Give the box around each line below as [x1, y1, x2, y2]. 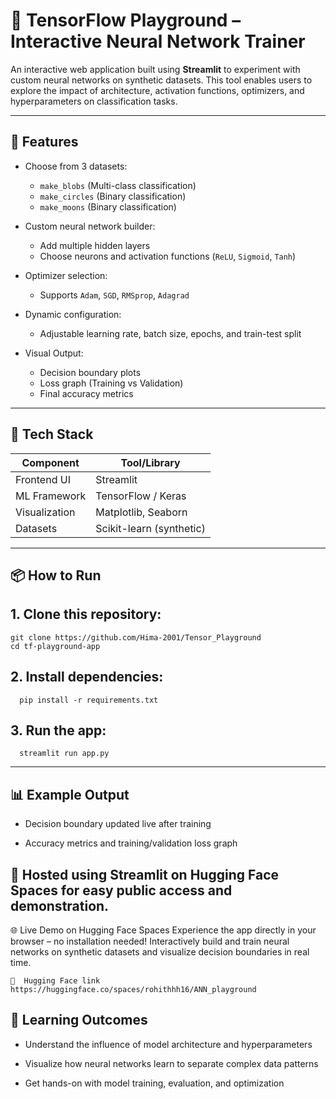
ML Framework [15, 489, 87, 503]
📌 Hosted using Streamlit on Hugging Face [10, 866, 279, 883]
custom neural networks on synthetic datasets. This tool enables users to [10, 74, 313, 86]
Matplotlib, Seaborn [95, 505, 188, 519]
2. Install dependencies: [10, 669, 164, 686]
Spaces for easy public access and [10, 882, 233, 899]
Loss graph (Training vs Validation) [39, 377, 184, 389]
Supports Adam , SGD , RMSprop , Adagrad [39, 289, 190, 301]
